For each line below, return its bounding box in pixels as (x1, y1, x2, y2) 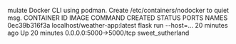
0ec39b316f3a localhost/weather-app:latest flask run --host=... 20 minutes (7, 21, 228, 29)
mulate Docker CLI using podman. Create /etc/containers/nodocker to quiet (7, 6, 230, 14)
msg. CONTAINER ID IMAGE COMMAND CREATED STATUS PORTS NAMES (7, 13, 228, 22)
